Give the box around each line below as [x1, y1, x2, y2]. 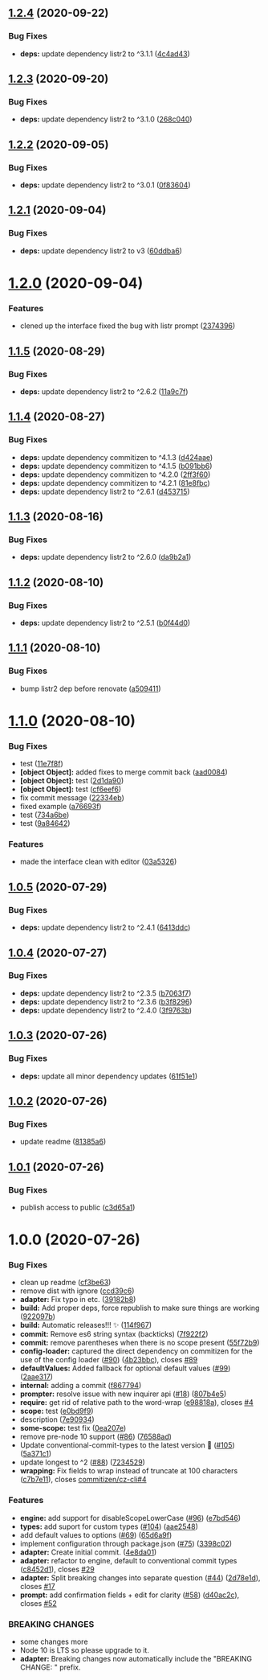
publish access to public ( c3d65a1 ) [19, 1202, 136, 1212]
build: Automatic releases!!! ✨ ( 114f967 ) [19, 1321, 152, 1330]
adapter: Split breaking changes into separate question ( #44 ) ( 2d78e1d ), [19, 1572, 261, 1583]
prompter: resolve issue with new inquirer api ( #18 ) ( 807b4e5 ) [19, 1389, 227, 1399]
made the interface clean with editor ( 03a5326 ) [19, 856, 177, 867]
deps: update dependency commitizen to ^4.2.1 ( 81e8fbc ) [19, 478, 210, 487]
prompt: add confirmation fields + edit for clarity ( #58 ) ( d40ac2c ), [19, 1590, 240, 1600]
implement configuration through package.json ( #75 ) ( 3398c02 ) [19, 1538, 233, 1548]
